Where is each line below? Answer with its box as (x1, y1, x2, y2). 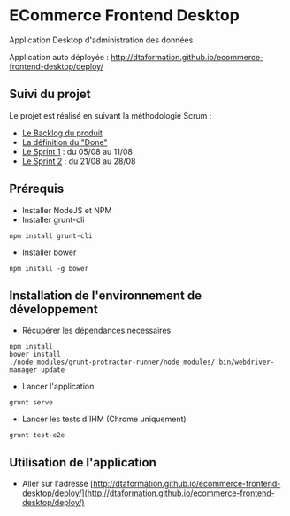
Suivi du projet (9, 87, 91, 102)
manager (9, 366, 38, 374)
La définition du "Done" (21, 136, 108, 147)
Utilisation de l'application (9, 455, 157, 470)
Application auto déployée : (9, 51, 109, 62)
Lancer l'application (21, 381, 95, 392)
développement (9, 302, 99, 317)
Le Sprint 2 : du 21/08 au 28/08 (21, 156, 136, 166)
